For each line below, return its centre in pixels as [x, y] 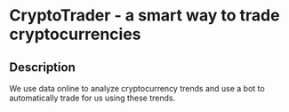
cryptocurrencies [75, 34]
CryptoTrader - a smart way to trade [144, 16]
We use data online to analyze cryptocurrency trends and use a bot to [137, 88]
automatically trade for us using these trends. [92, 98]
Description [42, 67]
